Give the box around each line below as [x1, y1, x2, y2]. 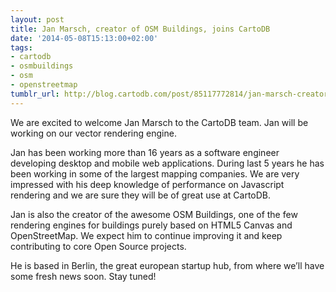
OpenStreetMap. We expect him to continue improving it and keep [10, 229, 283, 241]
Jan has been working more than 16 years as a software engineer [10, 146, 280, 158]
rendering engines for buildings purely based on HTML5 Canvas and [10, 219, 293, 231]
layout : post [10, 14, 65, 25]
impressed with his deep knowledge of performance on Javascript [10, 178, 285, 190]
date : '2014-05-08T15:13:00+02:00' [10, 33, 159, 43]
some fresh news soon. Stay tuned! [10, 270, 157, 282]
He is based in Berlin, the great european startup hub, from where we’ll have [10, 259, 325, 271]
